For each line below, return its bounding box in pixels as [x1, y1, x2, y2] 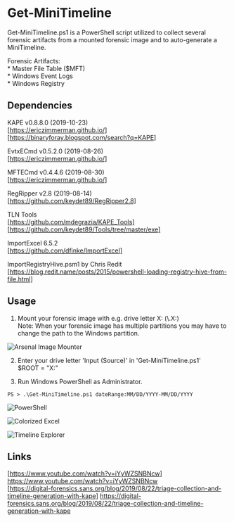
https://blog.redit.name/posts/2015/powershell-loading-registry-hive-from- [9, 267, 227, 276]
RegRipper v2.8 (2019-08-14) [7, 189, 93, 198]
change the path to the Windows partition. [17, 329, 140, 337]
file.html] [7, 274, 33, 283]
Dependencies [7, 100, 72, 112]
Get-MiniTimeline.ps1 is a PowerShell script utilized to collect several [7, 28, 206, 37]
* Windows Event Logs [7, 72, 74, 80]
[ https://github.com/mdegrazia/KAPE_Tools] [7, 217, 135, 226]
